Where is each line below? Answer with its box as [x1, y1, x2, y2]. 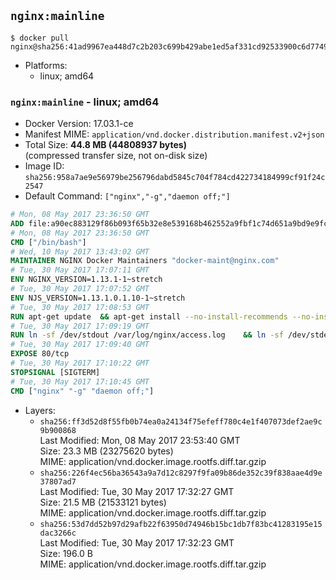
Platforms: [24, 59, 68, 71]
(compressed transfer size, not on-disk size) [24, 150, 208, 162]
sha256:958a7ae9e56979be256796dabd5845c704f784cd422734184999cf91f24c [24, 173, 326, 183]
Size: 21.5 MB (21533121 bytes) [39, 496, 167, 508]
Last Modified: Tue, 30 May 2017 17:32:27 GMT [39, 485, 235, 497]
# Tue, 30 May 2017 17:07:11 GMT [10, 265, 150, 275]
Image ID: [24, 160, 65, 172]
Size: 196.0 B [39, 547, 93, 559]
